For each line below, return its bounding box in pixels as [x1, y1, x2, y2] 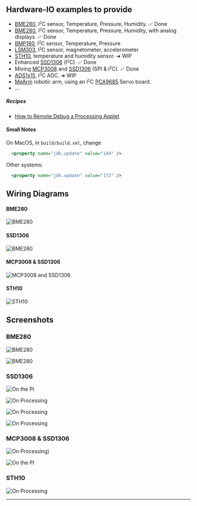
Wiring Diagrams [6, 189, 69, 199]
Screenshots [6, 315, 54, 325]
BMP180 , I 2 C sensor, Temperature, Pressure [14, 39, 121, 46]
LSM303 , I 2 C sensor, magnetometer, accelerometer [14, 46, 139, 53]
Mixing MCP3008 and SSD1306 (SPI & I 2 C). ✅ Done [14, 65, 140, 72]
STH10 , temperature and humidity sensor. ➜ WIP [14, 52, 132, 59]
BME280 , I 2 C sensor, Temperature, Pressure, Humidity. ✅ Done [14, 20, 168, 27]
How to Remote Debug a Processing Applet [14, 112, 120, 119]
